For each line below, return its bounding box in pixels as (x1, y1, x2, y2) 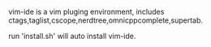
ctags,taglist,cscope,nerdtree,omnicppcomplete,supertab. (8, 15, 204, 25)
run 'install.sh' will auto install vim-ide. (8, 32, 136, 41)
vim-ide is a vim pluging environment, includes (8, 7, 165, 16)
